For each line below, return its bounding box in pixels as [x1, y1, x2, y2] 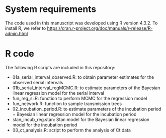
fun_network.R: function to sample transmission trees [12, 101, 122, 107]
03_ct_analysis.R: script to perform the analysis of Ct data [12, 127, 131, 133]
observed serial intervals [12, 79, 63, 85]
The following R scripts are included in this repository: [5, 64, 116, 70]
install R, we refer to [5, 25, 46, 31]
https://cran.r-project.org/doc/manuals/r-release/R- [47, 25, 153, 31]
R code [5, 48, 34, 59]
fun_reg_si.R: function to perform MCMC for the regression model [12, 95, 148, 101]
